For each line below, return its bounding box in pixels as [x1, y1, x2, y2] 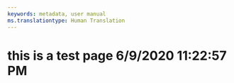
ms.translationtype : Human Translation [7, 17, 126, 24]
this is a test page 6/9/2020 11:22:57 [7, 48, 227, 64]
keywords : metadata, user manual [7, 10, 106, 18]
